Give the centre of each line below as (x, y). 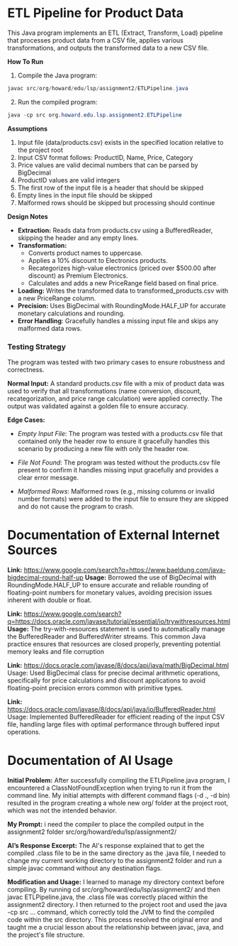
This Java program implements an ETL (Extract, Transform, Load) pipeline (115, 33)
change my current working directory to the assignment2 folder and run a (115, 860)
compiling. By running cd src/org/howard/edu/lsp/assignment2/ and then (114, 889)
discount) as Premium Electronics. (78, 276)
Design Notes (28, 216)
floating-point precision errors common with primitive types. (95, 687)
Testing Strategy (36, 347)
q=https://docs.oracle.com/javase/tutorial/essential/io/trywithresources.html (119, 621)
